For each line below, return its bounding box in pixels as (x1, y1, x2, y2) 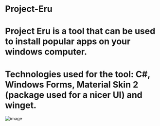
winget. (5, 100, 36, 110)
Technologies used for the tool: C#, (5, 69, 150, 80)
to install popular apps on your (5, 36, 131, 47)
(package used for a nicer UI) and (5, 89, 142, 100)
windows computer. (5, 46, 88, 57)
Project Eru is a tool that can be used (5, 26, 156, 37)
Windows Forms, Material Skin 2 (5, 79, 139, 90)
